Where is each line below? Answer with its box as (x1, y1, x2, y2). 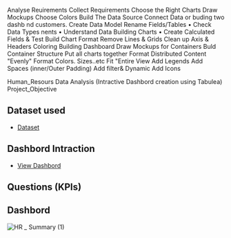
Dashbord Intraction (7, 143, 95, 155)
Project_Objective (7, 85, 57, 93)
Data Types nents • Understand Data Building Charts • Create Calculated (7, 28, 215, 36)
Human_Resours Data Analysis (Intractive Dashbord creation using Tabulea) (7, 78, 223, 85)
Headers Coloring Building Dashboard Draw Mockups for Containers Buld (7, 43, 217, 50)
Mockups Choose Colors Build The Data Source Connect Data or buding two (7, 13, 225, 21)
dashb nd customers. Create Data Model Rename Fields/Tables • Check (7, 21, 212, 28)
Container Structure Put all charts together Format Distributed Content (7, 50, 207, 58)
